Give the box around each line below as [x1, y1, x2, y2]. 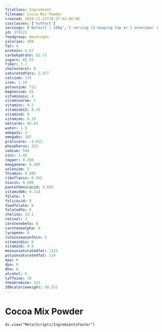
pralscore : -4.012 [5, 139, 43, 144]
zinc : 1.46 [5, 153, 27, 158]
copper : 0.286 [5, 157, 34, 162]
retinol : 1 [5, 216, 27, 222]
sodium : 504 [5, 148, 29, 153]
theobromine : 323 [5, 280, 41, 285]
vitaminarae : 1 [5, 98, 36, 103]
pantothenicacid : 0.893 [5, 185, 54, 190]
